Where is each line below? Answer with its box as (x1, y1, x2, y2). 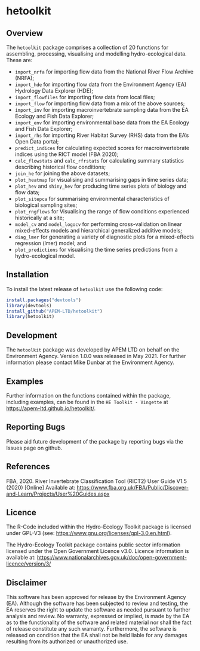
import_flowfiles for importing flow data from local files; (14, 94, 155, 100)
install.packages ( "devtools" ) (6, 297, 82, 303)
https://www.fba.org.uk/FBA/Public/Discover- (76, 484, 189, 491)
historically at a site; (14, 214, 64, 221)
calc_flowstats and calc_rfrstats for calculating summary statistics (14, 157, 184, 164)
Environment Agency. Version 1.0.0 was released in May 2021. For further (6, 353, 186, 360)
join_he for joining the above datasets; (14, 170, 110, 177)
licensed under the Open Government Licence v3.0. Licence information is (6, 548, 189, 555)
